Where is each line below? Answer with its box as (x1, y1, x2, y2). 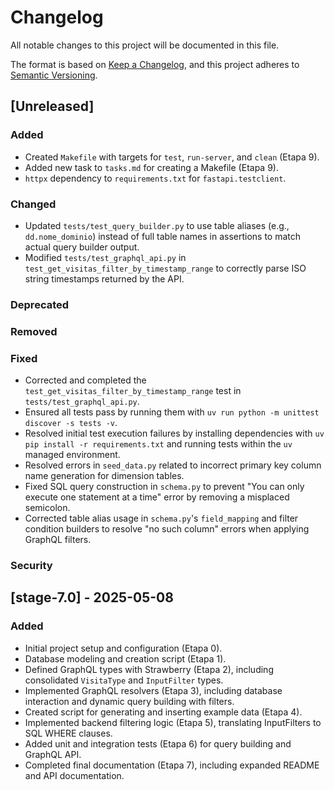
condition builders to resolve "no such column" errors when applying (24, 523, 310, 535)
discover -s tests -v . (24, 417, 118, 429)
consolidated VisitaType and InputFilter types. (24, 674, 224, 686)
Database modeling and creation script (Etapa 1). (24, 652, 227, 665)
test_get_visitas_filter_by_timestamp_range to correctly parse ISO (24, 262, 307, 274)
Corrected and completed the (24, 374, 147, 386)
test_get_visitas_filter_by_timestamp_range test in (24, 385, 242, 397)
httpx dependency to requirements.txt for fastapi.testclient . (24, 172, 287, 184)
